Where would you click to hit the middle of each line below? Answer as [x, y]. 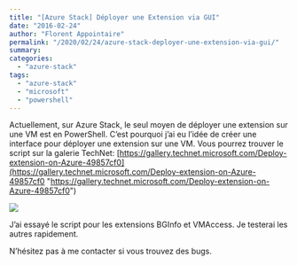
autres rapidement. [44, 234]
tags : [19, 75]
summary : [25, 51]
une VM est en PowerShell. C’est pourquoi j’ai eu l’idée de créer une [133, 135]
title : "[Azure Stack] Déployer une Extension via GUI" [114, 17]
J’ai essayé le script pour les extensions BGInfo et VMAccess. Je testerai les [148, 225]
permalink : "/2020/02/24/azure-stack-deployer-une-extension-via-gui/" [144, 42]
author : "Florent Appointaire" [67, 34]
